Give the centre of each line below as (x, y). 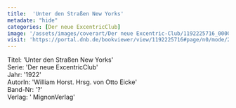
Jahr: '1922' (25, 75)
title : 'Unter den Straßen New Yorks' (66, 14)
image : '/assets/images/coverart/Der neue (70, 33)
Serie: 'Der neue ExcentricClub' (53, 67)
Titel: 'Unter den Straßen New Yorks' (60, 60)
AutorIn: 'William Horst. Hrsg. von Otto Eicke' (72, 82)
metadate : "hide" (33, 20)
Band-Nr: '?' (25, 90)
